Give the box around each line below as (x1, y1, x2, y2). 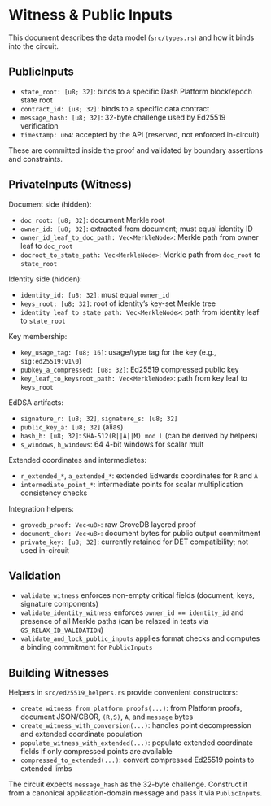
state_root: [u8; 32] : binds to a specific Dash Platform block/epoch (20, 86, 253, 96)
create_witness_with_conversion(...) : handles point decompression (20, 721, 252, 730)
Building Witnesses (8, 665, 110, 680)
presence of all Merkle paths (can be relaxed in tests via (20, 616, 209, 626)
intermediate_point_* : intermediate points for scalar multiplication (20, 479, 243, 489)
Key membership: (8, 331, 68, 341)
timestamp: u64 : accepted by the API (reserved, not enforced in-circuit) (20, 129, 260, 139)
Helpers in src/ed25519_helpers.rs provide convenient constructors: (8, 687, 238, 697)
